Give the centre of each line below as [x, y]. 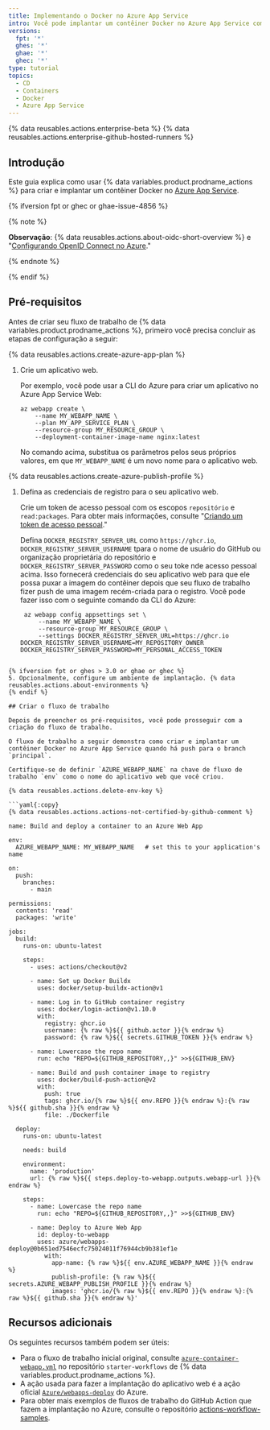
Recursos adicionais [60, 1323]
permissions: [30, 903]
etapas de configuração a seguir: [63, 338]
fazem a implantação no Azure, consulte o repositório [109, 1409]
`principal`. [30, 755]
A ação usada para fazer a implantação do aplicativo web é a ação [130, 1383]
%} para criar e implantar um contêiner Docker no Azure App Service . [124, 190]
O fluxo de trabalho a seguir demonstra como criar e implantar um [124, 742]
